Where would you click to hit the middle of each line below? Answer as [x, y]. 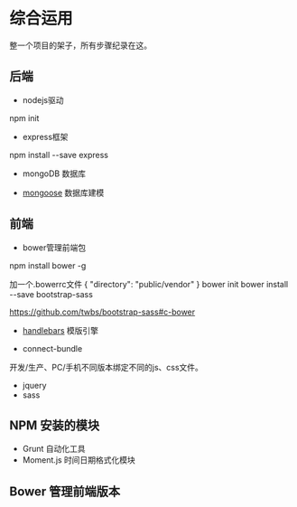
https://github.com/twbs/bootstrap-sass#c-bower [102, 312]
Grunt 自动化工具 [54, 449]
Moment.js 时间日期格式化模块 [79, 460]
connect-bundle [52, 348]
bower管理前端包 [54, 247]
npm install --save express [59, 155]
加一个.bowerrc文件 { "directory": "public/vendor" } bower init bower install [149, 284]
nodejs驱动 [43, 99]
